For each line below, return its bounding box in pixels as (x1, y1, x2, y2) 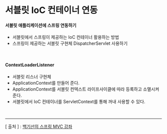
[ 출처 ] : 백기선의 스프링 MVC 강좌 (5, 123, 73, 130)
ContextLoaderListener (5, 62, 55, 68)
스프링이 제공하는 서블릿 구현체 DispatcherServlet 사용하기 (12, 40, 128, 46)
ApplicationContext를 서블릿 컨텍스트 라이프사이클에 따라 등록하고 (12, 86, 142, 92)
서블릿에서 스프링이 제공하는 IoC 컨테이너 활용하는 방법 (12, 34, 119, 40)
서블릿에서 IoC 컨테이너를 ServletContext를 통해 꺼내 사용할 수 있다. (12, 98, 146, 105)
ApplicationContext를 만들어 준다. (12, 80, 80, 86)
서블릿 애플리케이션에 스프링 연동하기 (5, 22, 77, 28)
